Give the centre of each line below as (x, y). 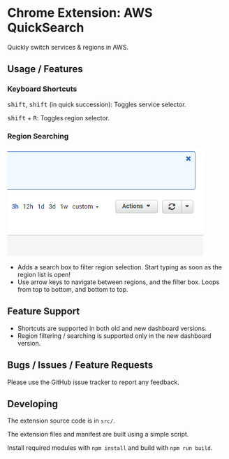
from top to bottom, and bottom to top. (73, 289)
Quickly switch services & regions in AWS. (68, 47)
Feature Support (44, 312)
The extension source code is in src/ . (61, 421)
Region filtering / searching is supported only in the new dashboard (114, 336)
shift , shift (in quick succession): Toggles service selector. (97, 104)
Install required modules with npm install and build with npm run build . (110, 448)
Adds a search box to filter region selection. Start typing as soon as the (119, 267)
